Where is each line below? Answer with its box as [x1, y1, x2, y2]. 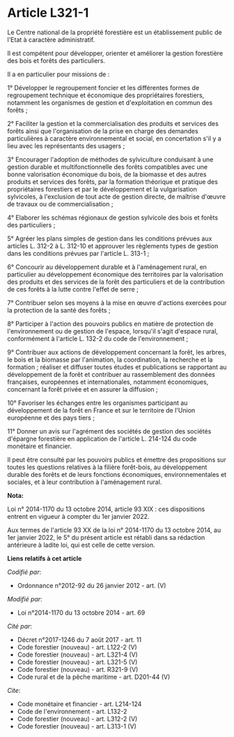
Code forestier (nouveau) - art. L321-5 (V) [17, 657, 138, 666]
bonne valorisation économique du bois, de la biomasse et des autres [7, 170, 207, 178]
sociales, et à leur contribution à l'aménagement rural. [7, 478, 162, 486]
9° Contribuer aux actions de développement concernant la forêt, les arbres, [7, 348, 226, 356]
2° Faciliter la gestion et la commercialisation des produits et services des [7, 119, 219, 127]
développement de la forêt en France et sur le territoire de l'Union [7, 406, 196, 414]
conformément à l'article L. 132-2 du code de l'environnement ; [7, 334, 189, 343]
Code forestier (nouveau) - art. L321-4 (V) [17, 650, 138, 659]
